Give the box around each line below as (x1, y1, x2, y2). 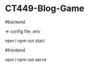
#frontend (5, 47, 25, 53)
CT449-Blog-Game (5, 3, 85, 14)
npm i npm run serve (5, 56, 47, 62)
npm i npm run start (5, 37, 45, 44)
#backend (5, 19, 25, 25)
